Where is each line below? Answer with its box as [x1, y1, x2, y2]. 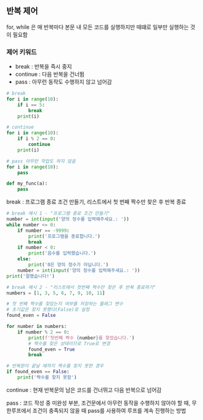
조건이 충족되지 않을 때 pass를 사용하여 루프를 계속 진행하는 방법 [32, 407, 186, 414]
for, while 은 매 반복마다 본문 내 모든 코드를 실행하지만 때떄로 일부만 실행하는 [6, 23, 190, 31]
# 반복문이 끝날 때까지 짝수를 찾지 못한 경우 [6, 363, 104, 369]
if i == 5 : [17, 102, 45, 108]
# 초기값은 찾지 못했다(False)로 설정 [6, 307, 90, 313]
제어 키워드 [6, 48, 37, 56]
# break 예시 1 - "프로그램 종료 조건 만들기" [6, 210, 111, 216]
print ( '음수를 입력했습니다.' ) [28, 250, 97, 256]
